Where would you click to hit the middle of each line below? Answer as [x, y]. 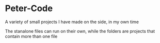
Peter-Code [29, 8]
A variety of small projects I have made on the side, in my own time [72, 22]
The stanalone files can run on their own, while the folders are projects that [80, 31]
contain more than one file [31, 36]
